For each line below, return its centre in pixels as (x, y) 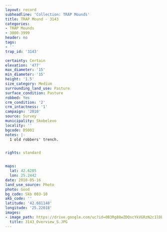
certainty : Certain (25, 60)
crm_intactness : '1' (27, 107)
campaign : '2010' (23, 112)
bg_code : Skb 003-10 (27, 194)
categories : (17, 24)
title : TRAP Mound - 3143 (32, 19)
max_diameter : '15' (25, 70)
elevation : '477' (23, 65)
